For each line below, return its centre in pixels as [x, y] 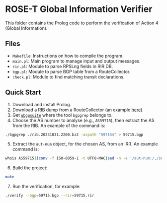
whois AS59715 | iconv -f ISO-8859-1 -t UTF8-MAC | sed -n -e [66, 158]
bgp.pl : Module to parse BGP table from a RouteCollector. [71, 71]
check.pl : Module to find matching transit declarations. [69, 77]
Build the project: [30, 168]
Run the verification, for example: [46, 187]
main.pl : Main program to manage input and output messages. [76, 61]
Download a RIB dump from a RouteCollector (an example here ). [78, 110]
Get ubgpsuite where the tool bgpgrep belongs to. [62, 115]
